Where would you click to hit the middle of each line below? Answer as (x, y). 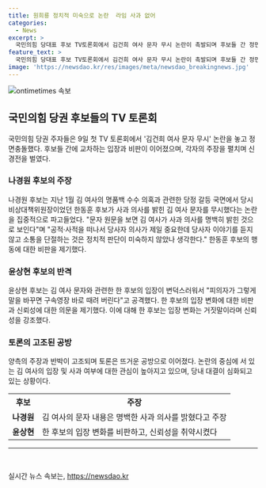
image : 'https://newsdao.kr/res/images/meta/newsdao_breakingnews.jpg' (129, 67)
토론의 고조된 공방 (40, 343)
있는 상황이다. (30, 381)
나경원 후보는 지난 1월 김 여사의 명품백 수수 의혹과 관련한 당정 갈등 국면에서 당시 (131, 200)
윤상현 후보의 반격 (40, 272)
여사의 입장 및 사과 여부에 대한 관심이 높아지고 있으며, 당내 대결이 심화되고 (139, 371)
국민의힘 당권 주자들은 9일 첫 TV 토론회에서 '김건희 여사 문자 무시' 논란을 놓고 (128, 139)
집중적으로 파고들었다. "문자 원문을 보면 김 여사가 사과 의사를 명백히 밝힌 (128, 219)
